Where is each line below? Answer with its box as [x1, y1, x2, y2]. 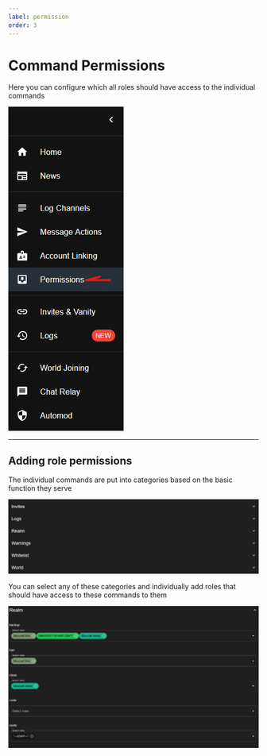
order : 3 [8, 21, 37, 29]
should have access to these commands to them [8, 590, 167, 600]
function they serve [8, 484, 72, 493]
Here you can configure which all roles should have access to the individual [8, 83, 256, 92]
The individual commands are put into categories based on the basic [8, 475, 233, 484]
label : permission [8, 13, 69, 21]
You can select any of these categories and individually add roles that [8, 582, 236, 592]
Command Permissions [8, 56, 165, 75]
